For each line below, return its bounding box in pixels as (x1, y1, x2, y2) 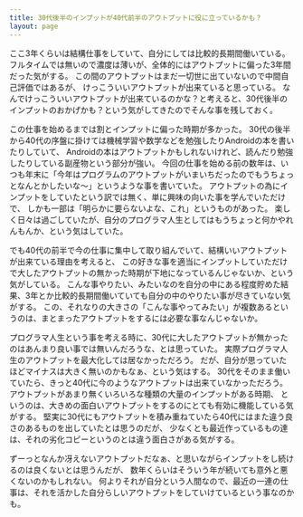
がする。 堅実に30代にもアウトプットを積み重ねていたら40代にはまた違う (9, 411, 286, 422)
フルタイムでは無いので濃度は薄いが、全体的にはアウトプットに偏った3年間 (9, 59, 292, 70)
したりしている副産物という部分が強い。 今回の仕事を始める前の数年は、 (9, 158, 281, 168)
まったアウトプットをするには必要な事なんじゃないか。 (56, 312, 263, 323)
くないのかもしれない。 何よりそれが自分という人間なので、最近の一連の (9, 475, 281, 486)
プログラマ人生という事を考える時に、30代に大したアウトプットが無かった (9, 331, 289, 342)
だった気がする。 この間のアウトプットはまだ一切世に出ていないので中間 (9, 70, 281, 81)
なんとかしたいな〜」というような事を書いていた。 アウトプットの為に (16, 180, 281, 191)
